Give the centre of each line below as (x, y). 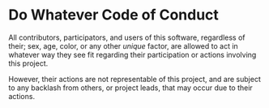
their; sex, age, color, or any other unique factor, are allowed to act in (124, 45)
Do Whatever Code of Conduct (113, 15)
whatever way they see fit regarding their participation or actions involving (132, 54)
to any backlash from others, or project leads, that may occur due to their (130, 88)
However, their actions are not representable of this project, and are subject (134, 79)
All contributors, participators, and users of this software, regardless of (127, 37)
